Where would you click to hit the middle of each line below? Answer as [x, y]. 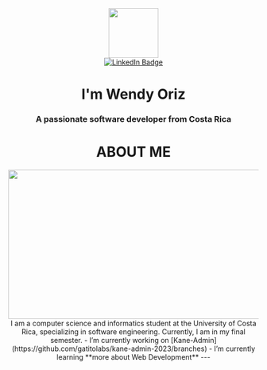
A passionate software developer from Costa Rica [133, 119]
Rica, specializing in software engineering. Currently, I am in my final [133, 332]
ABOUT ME [133, 152]
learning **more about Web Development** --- [133, 357]
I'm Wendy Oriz [133, 94]
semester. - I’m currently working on [110, 341]
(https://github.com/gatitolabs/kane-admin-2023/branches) [110, 349]
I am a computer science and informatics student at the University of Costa [133, 323]
